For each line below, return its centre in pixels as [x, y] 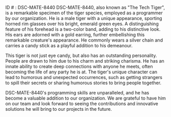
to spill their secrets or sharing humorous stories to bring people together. [83, 83]
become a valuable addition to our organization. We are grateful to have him [85, 98]
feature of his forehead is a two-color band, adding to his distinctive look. [83, 29]
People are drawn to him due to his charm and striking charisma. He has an [85, 61]
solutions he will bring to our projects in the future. [59, 109]
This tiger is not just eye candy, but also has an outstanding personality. [81, 55]
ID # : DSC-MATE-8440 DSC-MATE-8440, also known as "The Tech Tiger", [85, 7]
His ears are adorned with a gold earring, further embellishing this [75, 35]
